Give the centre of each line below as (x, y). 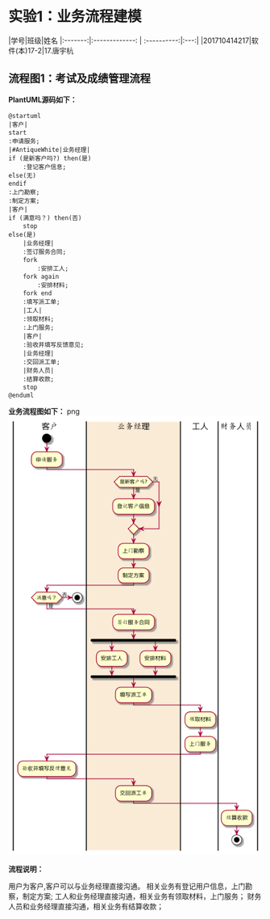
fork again (41, 276)
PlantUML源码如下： (43, 99)
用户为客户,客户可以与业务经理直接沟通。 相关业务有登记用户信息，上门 (127, 886)
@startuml (25, 116)
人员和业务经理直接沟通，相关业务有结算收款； (86, 906)
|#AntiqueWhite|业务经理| (50, 150)
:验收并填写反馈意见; (54, 344)
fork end (37, 293)
